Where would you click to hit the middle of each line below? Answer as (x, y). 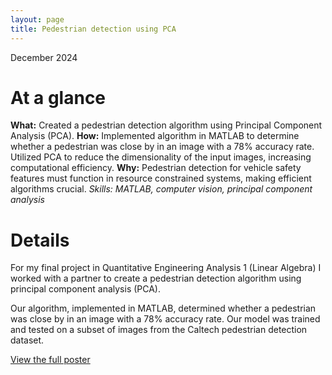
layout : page (37, 19)
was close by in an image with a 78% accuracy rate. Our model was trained (165, 319)
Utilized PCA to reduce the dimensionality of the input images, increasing (161, 157)
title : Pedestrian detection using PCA (93, 29)
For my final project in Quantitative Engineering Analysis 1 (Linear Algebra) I (166, 268)
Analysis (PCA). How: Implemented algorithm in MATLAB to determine (155, 136)
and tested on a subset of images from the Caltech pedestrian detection (159, 330)
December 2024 (44, 57)
